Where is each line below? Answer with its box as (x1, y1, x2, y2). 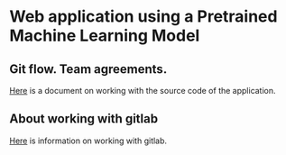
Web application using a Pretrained (9, 6, 278, 27)
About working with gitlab (9, 111, 159, 127)
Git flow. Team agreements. (9, 61, 168, 77)
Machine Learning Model (9, 25, 200, 46)
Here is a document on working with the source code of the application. (9, 86, 277, 96)
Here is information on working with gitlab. (9, 135, 168, 146)
